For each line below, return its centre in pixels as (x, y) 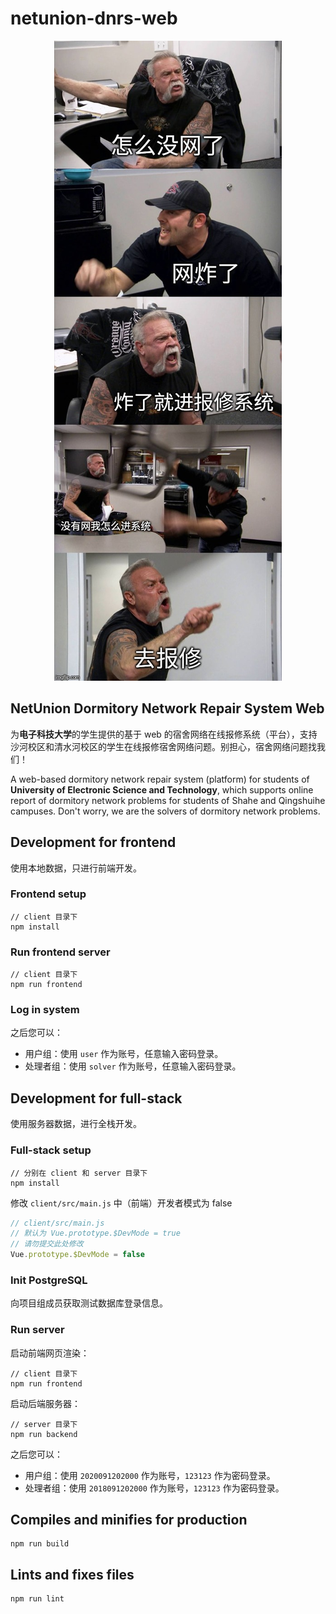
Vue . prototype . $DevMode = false (77, 1255)
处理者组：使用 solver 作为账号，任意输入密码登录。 (133, 1066)
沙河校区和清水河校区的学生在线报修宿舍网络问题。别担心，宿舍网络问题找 (163, 746)
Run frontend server (60, 952)
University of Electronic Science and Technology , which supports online (162, 789)
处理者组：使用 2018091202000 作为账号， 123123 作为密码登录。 (154, 1488)
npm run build (40, 1544)
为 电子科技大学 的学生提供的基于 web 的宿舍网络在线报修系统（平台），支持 (164, 734)
